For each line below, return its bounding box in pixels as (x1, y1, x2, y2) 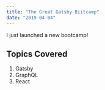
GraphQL (15, 71, 38, 79)
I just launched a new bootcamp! (6, 31, 89, 38)
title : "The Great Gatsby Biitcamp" (6, 9, 100, 15)
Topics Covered (6, 49, 68, 59)
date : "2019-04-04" (6, 15, 56, 21)
